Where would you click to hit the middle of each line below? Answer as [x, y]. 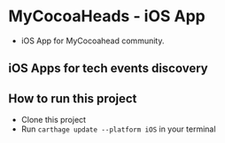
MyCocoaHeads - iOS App [107, 16]
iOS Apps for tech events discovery [109, 68]
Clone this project [53, 120]
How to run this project [73, 98]
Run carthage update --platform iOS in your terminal [118, 129]
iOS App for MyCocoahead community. [93, 41]
